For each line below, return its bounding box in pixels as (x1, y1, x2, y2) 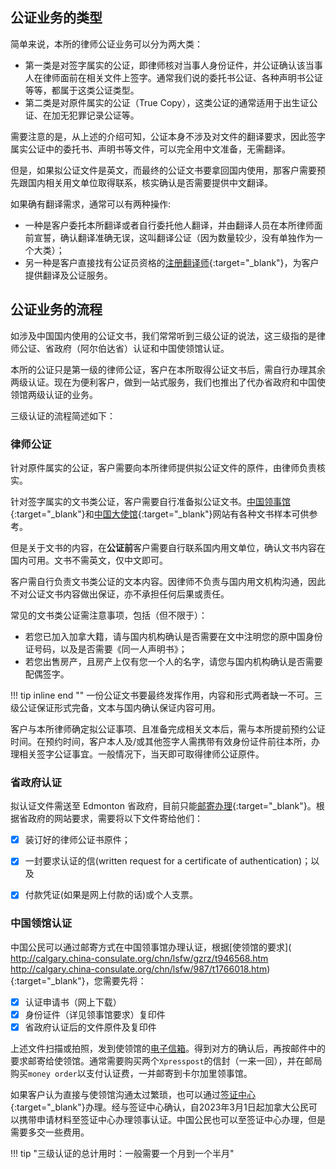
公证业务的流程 (10, 301, 103, 318)
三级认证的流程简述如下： (10, 409, 116, 422)
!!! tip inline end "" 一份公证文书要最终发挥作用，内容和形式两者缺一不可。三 (10, 689, 323, 701)
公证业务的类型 (10, 9, 103, 27)
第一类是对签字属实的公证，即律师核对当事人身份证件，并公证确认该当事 (24, 59, 323, 71)
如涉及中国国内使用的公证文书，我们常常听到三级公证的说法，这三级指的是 (10, 329, 317, 342)
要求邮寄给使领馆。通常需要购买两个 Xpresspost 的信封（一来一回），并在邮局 (10, 1054, 323, 1067)
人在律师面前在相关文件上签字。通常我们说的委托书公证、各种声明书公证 (24, 71, 323, 83)
